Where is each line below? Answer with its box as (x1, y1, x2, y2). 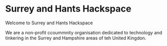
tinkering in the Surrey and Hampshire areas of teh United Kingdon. (5, 35, 147, 41)
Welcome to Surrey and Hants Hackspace (5, 20, 93, 26)
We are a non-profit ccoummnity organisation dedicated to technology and (5, 29, 162, 35)
